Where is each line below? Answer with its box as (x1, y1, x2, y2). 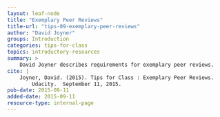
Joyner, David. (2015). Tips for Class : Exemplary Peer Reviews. (19, 74, 214, 81)
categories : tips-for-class (7, 42, 88, 49)
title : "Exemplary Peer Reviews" (7, 17, 103, 23)
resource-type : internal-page (7, 100, 94, 107)
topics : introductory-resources (7, 49, 100, 56)
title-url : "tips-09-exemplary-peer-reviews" (7, 23, 140, 30)
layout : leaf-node (7, 10, 60, 17)
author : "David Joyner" (7, 29, 76, 36)
